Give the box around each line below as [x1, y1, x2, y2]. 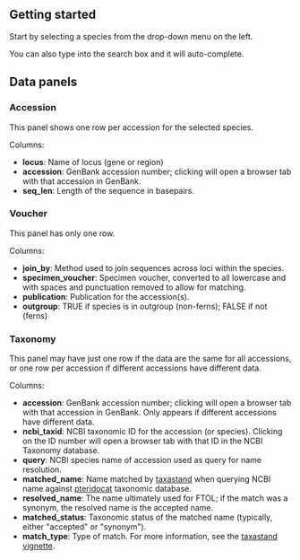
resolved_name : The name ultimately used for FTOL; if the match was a [21, 493, 288, 503]
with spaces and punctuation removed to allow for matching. [21, 282, 246, 293]
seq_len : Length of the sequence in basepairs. [21, 185, 195, 196]
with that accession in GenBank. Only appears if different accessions [21, 407, 278, 418]
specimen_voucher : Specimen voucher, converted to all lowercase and [21, 272, 287, 283]
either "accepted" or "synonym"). [21, 521, 147, 532]
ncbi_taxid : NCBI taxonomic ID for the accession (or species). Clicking [21, 426, 283, 437]
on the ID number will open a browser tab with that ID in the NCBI [21, 435, 263, 447]
